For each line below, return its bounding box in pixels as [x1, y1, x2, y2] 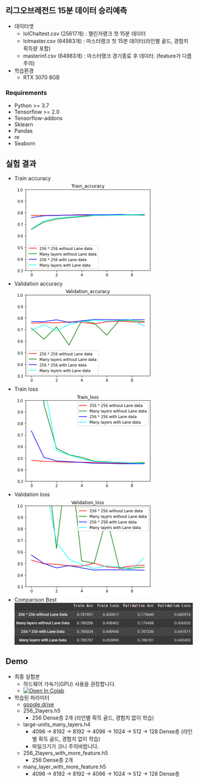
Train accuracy [14, 175, 51, 182]
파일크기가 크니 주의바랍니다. [31, 743, 99, 750]
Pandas [14, 127, 33, 135]
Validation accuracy [14, 280, 63, 287]
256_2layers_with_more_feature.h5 [23, 749, 108, 756]
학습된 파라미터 [14, 694, 50, 701]
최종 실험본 [14, 673, 40, 680]
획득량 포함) [23, 45, 51, 52]
